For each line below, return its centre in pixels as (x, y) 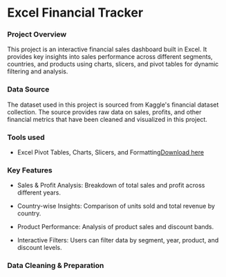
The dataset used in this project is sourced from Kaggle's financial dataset (113, 105)
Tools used (26, 137)
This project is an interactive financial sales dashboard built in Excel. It (107, 49)
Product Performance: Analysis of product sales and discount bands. (115, 227)
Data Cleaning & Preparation (56, 266)
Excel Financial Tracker (75, 13)
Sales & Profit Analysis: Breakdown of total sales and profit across (111, 186)
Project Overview (37, 35)
